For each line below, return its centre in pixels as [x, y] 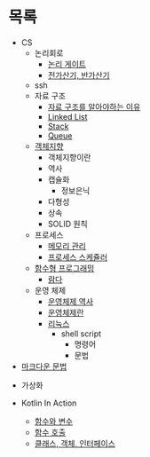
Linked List [67, 116]
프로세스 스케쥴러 [78, 256]
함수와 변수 [53, 421]
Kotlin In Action [49, 403]
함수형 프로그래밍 [64, 268]
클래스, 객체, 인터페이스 [75, 443]
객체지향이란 [69, 157]
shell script [81, 334]
